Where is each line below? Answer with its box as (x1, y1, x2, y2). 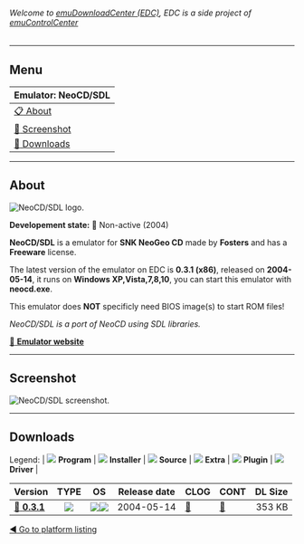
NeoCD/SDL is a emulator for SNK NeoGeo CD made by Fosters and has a (9, 236, 288, 248)
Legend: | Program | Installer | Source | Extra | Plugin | (9, 454, 273, 465)
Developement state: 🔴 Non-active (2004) (9, 219, 169, 230)
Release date (118, 485, 176, 498)
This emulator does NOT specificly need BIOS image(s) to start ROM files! (9, 301, 285, 311)
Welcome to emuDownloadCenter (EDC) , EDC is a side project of (9, 7, 252, 18)
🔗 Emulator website (9, 336, 84, 347)
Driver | (9, 464, 39, 475)
